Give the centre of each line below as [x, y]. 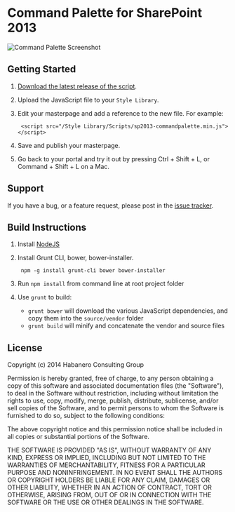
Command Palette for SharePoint [105, 13]
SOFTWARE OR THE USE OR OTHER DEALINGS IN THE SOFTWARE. [106, 502]
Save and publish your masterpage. [69, 145]
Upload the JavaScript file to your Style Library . [88, 100]
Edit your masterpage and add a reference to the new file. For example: [120, 113]
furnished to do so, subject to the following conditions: [86, 416]
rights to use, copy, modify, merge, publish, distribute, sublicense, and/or [113, 400]
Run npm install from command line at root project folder [101, 284]
